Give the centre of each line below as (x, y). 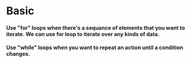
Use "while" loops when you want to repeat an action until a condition (95, 48)
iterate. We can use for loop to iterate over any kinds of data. (83, 34)
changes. (18, 54)
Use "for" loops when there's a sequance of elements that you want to (96, 27)
